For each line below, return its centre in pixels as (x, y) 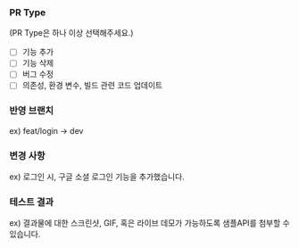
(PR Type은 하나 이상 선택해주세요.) (71, 33)
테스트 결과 (32, 203)
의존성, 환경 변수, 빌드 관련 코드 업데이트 (92, 86)
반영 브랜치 (32, 111)
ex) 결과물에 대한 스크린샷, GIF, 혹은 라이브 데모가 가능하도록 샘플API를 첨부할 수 (149, 223)
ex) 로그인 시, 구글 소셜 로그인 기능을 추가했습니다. (97, 177)
